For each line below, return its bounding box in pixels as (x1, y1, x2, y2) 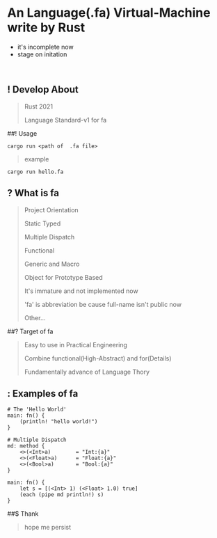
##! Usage (7, 129, 38, 137)
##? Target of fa (7, 327, 54, 335)
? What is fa (7, 187, 60, 199)
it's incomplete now (17, 42, 74, 51)
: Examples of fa (7, 388, 79, 399)
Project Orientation (24, 205, 79, 214)
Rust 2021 (24, 102, 54, 111)
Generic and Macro (24, 260, 80, 268)
